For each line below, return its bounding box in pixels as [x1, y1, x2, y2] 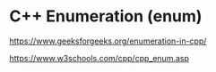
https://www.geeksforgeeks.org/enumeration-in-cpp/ [9, 36, 207, 46]
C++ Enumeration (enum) [9, 6, 203, 27]
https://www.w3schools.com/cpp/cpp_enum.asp [9, 52, 190, 63]
